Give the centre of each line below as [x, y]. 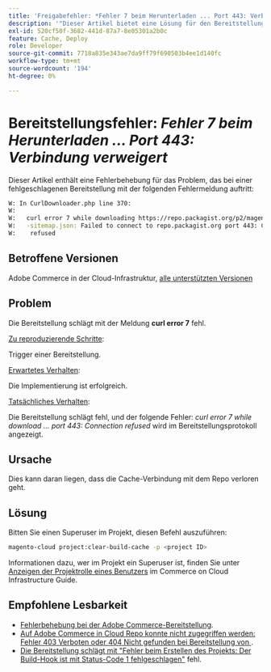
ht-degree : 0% [32, 76]
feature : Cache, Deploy [48, 38]
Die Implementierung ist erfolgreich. [68, 386]
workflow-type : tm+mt [45, 61]
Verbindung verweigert [88, 157]
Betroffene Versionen [63, 258]
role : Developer [35, 46]
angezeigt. [26, 434]
